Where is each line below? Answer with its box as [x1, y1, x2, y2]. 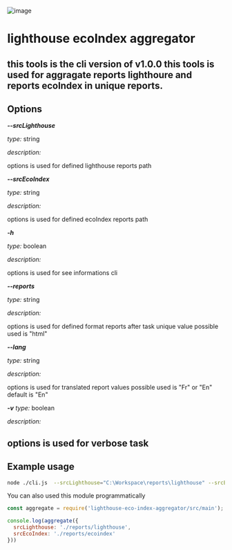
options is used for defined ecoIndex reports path [7, 215, 148, 224]
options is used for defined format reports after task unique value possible [7, 322, 219, 331]
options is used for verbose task [7, 437, 149, 449]
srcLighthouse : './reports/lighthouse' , [13, 524, 131, 531]
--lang [7, 343, 26, 352]
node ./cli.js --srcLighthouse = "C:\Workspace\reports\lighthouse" [7, 479, 206, 486]
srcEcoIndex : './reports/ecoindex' [13, 531, 116, 538]
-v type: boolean [7, 404, 55, 413]
